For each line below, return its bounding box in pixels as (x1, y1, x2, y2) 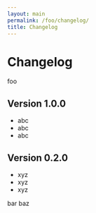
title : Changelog (7, 23, 58, 30)
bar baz (7, 199, 30, 207)
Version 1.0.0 (7, 97, 67, 109)
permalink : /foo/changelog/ (7, 17, 90, 24)
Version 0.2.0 (7, 152, 69, 164)
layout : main (7, 10, 46, 18)
